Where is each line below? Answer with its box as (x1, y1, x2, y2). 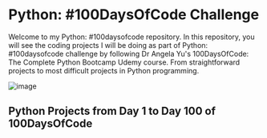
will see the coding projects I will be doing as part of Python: (8, 40, 208, 49)
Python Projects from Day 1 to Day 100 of (8, 104, 216, 118)
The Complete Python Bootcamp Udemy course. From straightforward (8, 57, 241, 67)
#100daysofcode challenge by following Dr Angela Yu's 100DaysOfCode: (8, 49, 249, 58)
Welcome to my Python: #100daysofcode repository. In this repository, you (8, 32, 255, 41)
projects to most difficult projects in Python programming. (8, 65, 200, 75)
